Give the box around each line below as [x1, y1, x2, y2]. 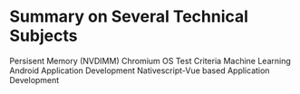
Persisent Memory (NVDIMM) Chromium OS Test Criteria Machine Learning [9, 55, 292, 66]
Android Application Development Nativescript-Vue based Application [9, 65, 270, 76]
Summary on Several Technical [9, 6, 249, 27]
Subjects [9, 25, 78, 46]
